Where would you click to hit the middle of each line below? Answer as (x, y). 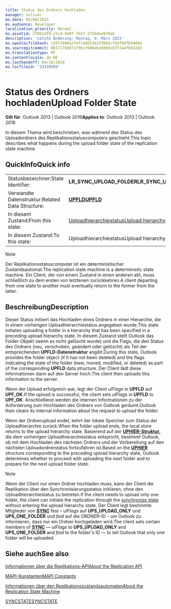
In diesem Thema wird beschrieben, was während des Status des (74, 133)
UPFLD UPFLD (85, 199)
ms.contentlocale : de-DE (32, 57)
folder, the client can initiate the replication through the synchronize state (82, 500)
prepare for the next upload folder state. (47, 464)
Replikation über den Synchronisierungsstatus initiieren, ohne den (74, 489)
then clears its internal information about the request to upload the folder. (82, 411)
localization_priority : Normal (38, 29)
